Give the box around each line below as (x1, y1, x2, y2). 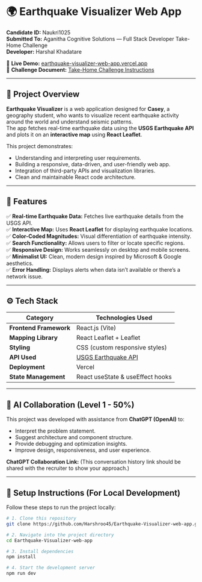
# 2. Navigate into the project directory (6, 531, 114, 538)
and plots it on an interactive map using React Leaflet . (6, 131, 142, 138)
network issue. (6, 272, 43, 280)
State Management (9, 373, 66, 381)
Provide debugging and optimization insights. (14, 440, 127, 448)
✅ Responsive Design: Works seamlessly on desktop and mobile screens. (6, 246, 191, 253)
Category (26, 314, 54, 322)
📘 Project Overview (6, 89, 80, 99)
